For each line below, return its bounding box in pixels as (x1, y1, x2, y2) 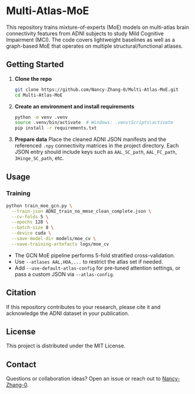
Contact (6, 359, 37, 369)
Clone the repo (14, 75, 52, 82)
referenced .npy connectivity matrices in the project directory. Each (14, 142, 179, 149)
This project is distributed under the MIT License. (6, 342, 125, 349)
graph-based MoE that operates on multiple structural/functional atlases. (6, 42, 183, 50)
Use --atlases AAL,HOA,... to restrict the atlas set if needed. (14, 258, 163, 265)
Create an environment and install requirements (14, 103, 134, 110)
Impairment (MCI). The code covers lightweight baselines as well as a (6, 36, 176, 43)
